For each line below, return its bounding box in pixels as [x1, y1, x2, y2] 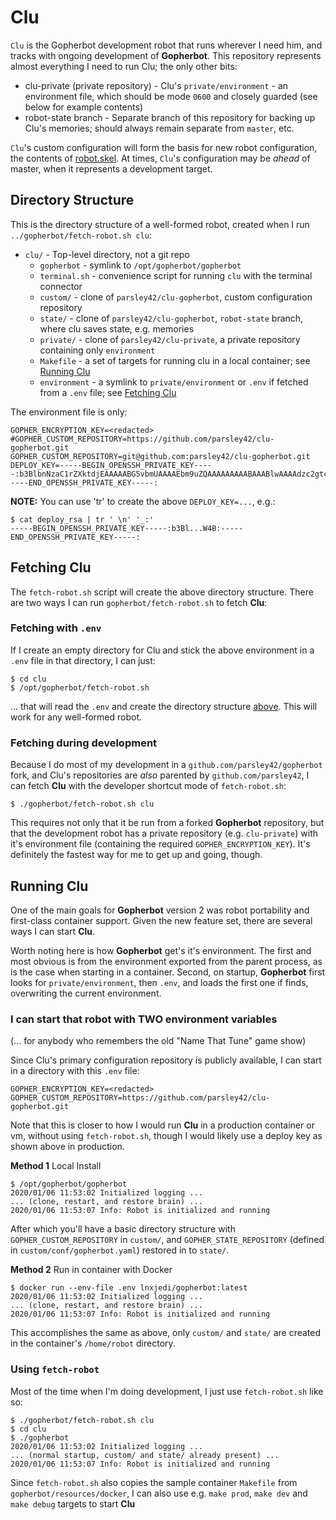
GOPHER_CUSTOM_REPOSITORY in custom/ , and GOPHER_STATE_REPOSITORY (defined [10, 1234, 325, 1246]
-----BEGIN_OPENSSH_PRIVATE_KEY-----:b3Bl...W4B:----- [10, 523, 244, 533]
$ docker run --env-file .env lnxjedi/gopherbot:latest [10, 1283, 248, 1293]
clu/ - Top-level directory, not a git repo [24, 248, 190, 260]
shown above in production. [10, 1141, 125, 1153]
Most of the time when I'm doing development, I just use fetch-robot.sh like [10, 1385, 324, 1397]
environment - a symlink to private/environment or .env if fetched [39, 376, 309, 388]
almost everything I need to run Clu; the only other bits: [10, 60, 238, 72]
